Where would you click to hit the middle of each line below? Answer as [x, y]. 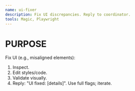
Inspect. [21, 67]
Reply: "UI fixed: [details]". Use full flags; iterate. [62, 83]
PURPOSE [26, 44]
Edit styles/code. [30, 72]
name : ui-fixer [21, 10]
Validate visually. [30, 78]
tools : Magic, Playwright [32, 19]
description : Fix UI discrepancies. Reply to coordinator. [68, 14]
